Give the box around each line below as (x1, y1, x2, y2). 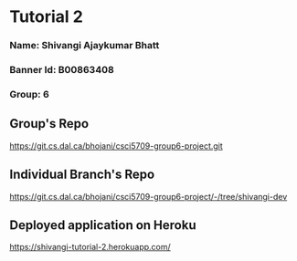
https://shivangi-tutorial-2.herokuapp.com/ (9, 242, 171, 253)
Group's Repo (9, 116, 90, 131)
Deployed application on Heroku (9, 217, 196, 233)
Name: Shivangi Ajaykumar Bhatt (9, 39, 160, 52)
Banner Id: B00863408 (9, 64, 114, 77)
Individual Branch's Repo (9, 167, 155, 183)
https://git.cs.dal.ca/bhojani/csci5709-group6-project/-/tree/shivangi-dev (9, 191, 288, 202)
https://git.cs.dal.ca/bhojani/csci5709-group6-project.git (9, 140, 224, 151)
